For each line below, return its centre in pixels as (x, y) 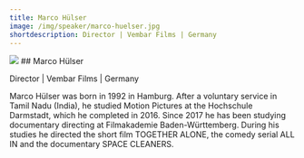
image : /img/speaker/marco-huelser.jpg (85, 26)
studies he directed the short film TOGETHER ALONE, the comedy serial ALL (152, 135)
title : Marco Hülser (49, 18)
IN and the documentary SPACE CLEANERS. (92, 144)
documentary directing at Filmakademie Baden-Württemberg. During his (144, 125)
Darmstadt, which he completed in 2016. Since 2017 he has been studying (148, 116)
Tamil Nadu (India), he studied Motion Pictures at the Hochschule (131, 106)
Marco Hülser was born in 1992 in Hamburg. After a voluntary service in (143, 97)
